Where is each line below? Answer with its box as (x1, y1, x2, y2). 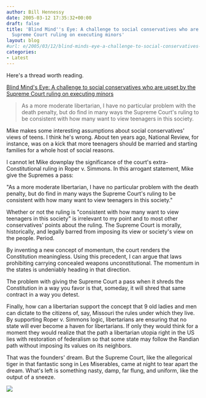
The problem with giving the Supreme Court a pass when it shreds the (6, 278, 184, 285)
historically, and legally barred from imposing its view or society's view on (6, 228, 193, 235)
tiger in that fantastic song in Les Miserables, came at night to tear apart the (6, 360, 198, 367)
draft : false (6, 20, 40, 26)
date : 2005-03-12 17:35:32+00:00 (6, 15, 92, 21)
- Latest (6, 55, 29, 61)
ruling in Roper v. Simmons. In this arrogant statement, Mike (42, 165, 194, 172)
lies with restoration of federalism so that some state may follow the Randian (6, 335, 199, 343)
